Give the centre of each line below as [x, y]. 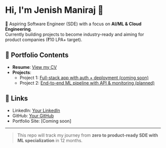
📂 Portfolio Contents [37, 55]
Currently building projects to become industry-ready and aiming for [75, 34]
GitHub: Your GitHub [33, 115]
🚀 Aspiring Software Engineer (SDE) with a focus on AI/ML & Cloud [73, 24]
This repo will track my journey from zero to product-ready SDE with [87, 135]
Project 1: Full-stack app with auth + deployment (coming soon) [84, 77]
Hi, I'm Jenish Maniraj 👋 [54, 10]
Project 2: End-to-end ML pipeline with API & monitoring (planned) [87, 83]
